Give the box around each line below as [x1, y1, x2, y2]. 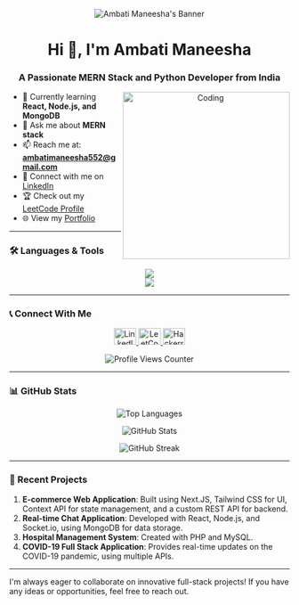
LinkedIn [21, 181, 54, 192]
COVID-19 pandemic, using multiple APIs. [21, 551, 174, 561]
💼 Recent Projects [9, 473, 88, 486]
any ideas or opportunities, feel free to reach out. [9, 585, 190, 596]
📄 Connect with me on [21, 171, 104, 182]
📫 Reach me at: [21, 139, 82, 151]
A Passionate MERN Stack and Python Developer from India [18, 71, 281, 84]
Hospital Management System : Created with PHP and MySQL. [21, 531, 254, 543]
